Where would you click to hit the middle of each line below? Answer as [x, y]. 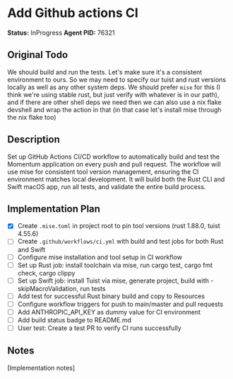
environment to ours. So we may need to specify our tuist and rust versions [117, 79]
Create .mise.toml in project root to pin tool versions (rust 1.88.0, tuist [119, 226]
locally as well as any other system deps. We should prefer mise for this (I [114, 87]
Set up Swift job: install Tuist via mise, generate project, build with [113, 281]
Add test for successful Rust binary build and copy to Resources [111, 296]
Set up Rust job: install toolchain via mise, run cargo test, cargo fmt [115, 265]
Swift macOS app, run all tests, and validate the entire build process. [107, 186]
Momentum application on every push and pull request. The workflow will [114, 164]
